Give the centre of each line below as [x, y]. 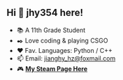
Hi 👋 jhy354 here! [45, 13]
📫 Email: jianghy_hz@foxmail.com [66, 58]
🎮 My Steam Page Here [52, 69]
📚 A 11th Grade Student [51, 30]
